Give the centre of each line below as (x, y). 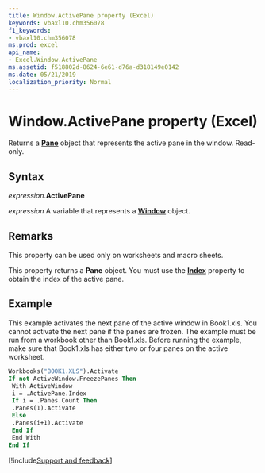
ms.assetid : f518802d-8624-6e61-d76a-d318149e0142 (94, 67)
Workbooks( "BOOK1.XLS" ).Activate (63, 371)
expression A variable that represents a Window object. (99, 211)
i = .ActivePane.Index (49, 394)
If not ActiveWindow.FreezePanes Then (72, 379)
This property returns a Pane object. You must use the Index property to (127, 271)
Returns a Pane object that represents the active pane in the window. (121, 143)
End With (26, 437)
